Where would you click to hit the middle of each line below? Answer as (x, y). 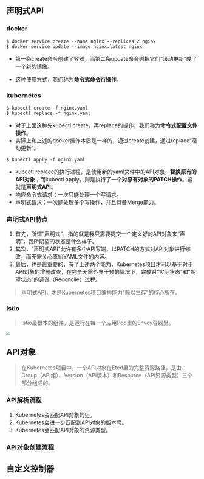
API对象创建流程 (30, 447)
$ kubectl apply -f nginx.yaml (46, 159)
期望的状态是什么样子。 (68, 242)
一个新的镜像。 (34, 66)
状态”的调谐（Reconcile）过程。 (61, 279)
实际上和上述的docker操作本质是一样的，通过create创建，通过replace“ (103, 140)
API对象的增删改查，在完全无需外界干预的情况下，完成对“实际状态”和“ (103, 272)
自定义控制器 (30, 469)
